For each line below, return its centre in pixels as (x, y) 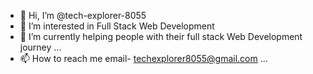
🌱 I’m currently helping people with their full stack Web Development (161, 36)
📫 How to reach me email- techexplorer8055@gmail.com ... (143, 58)
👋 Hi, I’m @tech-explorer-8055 (83, 15)
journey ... (40, 47)
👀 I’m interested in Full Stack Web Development (117, 26)
